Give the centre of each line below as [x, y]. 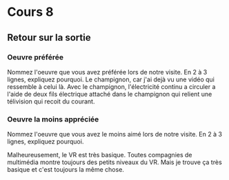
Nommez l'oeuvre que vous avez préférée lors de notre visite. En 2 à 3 [107, 72]
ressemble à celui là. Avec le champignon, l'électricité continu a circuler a [111, 86]
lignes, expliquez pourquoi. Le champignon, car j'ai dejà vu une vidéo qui [111, 79]
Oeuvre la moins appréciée [53, 119]
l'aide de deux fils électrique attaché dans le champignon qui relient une [110, 94]
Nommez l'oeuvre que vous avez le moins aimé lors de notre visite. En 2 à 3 [115, 134]
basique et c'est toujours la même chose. [66, 170]
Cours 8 [30, 12]
